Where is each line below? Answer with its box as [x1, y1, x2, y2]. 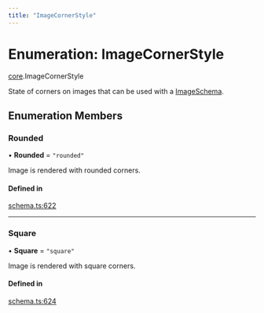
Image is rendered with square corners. [8, 260, 136, 271]
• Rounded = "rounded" [8, 151, 85, 160]
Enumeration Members [8, 109, 123, 122]
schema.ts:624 [8, 296, 57, 306]
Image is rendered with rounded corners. [8, 166, 141, 175]
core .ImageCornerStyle [8, 71, 84, 81]
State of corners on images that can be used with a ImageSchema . [8, 86, 224, 96]
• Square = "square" [8, 246, 75, 255]
